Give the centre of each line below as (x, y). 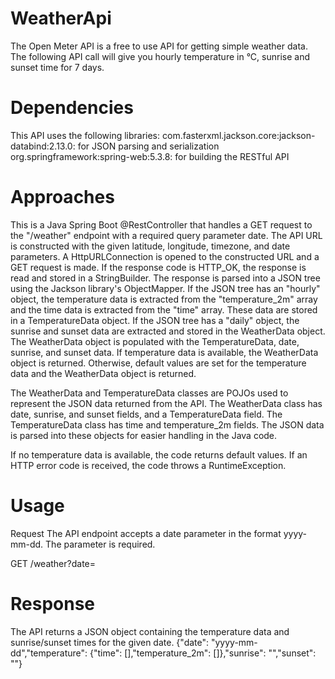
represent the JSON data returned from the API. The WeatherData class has (166, 403)
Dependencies (72, 108)
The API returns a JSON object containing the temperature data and (150, 631)
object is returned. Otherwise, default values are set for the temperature (158, 363)
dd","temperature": (49, 653)
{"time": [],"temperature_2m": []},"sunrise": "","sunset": (203, 653)
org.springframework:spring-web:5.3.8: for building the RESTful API (150, 156)
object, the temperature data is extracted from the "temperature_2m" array (164, 299)
